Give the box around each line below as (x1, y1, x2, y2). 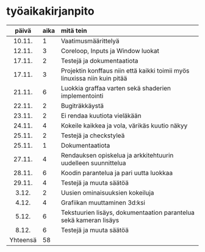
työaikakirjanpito (6, 4, 95, 18)
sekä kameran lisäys (60, 215, 120, 224)
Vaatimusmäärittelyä (60, 37, 120, 45)
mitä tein (60, 26, 87, 35)
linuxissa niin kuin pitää (60, 74, 128, 82)
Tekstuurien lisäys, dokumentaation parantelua (60, 208, 195, 217)
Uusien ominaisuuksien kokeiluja (60, 188, 154, 196)
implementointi (60, 92, 104, 100)
